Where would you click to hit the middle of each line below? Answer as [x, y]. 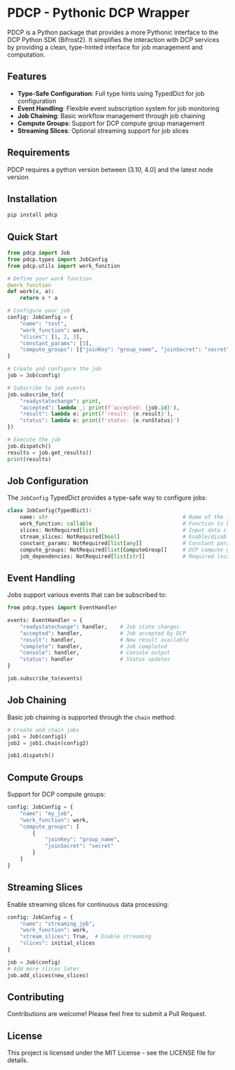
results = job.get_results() [50, 453]
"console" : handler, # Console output [95, 653]
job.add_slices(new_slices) [48, 975]
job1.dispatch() [31, 756]
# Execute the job [34, 440]
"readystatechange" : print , [60, 401]
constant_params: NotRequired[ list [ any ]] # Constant [117, 543]
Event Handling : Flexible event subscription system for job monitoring [118, 108]
